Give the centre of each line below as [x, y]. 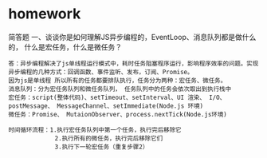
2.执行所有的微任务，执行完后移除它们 [109, 138]
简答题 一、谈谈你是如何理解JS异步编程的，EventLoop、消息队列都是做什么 [132, 37]
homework [45, 14]
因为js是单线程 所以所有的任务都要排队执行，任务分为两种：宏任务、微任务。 [118, 81]
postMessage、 [31, 106]
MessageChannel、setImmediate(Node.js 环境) [130, 106]
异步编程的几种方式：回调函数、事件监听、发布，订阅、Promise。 [101, 72]
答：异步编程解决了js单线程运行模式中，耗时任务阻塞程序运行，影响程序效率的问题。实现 [133, 63]
